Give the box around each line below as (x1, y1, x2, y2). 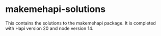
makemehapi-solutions (5, 3, 106, 15)
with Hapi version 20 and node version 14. (5, 25, 94, 31)
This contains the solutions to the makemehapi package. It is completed (5, 20, 156, 26)
